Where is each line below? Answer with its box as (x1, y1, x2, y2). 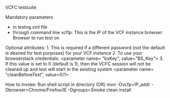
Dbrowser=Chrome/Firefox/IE (5, 87, 67, 93)
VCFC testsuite (5, 5, 37, 10)
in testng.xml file (12, 24, 48, 30)
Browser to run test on (12, 35, 60, 41)
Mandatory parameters (5, 14, 53, 20)
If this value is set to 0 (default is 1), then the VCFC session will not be (5, 61, 151, 67)
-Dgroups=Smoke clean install (67, 87, 131, 93)
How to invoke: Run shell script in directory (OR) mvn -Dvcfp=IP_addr (5, 81, 151, 87)
